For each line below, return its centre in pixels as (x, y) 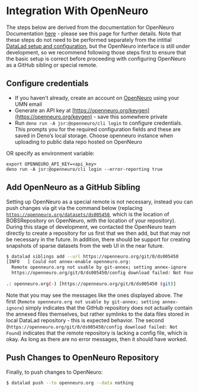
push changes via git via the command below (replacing (75, 208)
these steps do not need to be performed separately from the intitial (89, 40)
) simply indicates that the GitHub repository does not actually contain (107, 307)
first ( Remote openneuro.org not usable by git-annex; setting (83, 301)
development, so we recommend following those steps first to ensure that (96, 52)
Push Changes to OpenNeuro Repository (83, 358)
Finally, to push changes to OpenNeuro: (54, 372)
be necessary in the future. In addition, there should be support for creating (98, 239)
